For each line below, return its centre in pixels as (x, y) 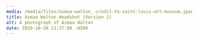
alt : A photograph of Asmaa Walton (50, 22)
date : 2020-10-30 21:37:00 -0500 (47, 28)
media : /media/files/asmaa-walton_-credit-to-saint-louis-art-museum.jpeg (100, 11)
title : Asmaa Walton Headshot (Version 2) (59, 17)
